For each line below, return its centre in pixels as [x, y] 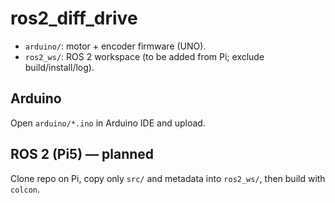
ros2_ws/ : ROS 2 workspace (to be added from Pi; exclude [144, 56]
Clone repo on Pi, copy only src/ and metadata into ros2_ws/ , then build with [168, 178]
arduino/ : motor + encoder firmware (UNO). [115, 46]
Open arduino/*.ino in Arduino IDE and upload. [108, 123]
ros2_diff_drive [74, 18]
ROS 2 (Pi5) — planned [82, 154]
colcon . [25, 189]
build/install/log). [59, 67]
